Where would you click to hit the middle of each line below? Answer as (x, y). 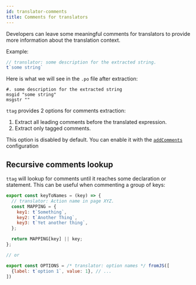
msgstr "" (18, 100)
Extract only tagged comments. (53, 128)
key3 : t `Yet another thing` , (52, 223)
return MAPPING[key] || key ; (47, 239)
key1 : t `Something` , (42, 212)
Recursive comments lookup (60, 164)
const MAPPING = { (34, 206)
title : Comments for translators (47, 17)
